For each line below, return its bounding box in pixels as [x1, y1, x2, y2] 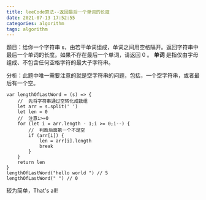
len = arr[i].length [39, 138, 92, 144]
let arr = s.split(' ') [17, 103, 78, 110]
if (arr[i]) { [28, 133, 64, 139]
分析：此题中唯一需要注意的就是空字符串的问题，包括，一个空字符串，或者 [6, 72, 194, 80]
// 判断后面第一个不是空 [28, 127, 85, 133]
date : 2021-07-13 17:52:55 [6, 15, 75, 21]
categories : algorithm [6, 20, 64, 26]
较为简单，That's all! [6, 187, 58, 194]
